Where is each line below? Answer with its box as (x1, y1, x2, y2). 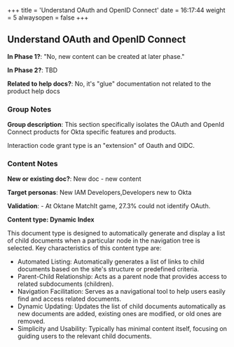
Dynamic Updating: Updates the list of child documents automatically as (17, 302, 226, 311)
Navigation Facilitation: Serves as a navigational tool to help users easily (17, 287, 226, 296)
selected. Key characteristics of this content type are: (7, 244, 162, 252)
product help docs (7, 87, 61, 95)
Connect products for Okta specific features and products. (7, 128, 177, 136)
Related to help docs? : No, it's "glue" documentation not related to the (7, 79, 212, 88)
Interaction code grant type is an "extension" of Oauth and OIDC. (7, 142, 195, 150)
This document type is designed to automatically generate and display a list (7, 229, 226, 238)
